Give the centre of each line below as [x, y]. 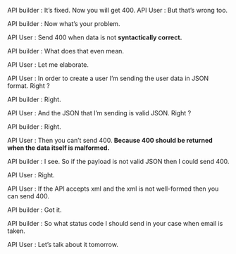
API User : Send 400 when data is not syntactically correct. [95, 37]
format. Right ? [29, 86]
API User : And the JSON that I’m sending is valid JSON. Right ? [99, 113]
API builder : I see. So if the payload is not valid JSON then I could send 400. [118, 161]
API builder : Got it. [35, 210]
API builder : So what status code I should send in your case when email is [115, 223]
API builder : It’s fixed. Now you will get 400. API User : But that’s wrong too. [117, 10]
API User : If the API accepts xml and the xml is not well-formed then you [113, 189]
